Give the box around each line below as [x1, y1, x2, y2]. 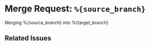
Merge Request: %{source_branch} [4, 3, 146, 14]
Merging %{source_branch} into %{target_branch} [4, 19, 109, 25]
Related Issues [4, 34, 51, 42]
